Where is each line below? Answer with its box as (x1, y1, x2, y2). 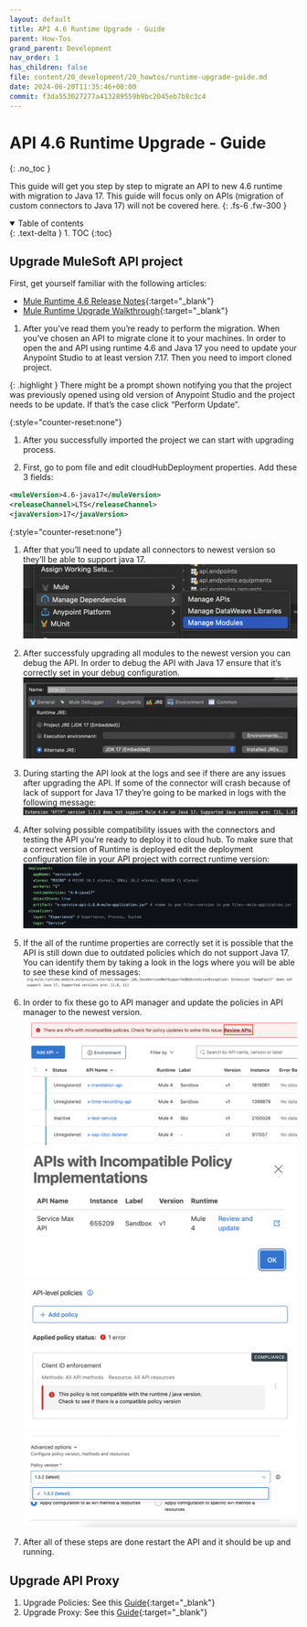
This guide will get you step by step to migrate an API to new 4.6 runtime (9, 180, 283, 191)
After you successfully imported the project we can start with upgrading (22, 434, 294, 445)
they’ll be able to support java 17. (22, 554, 146, 564)
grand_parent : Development (9, 44, 112, 53)
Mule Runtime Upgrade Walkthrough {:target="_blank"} (22, 305, 228, 316)
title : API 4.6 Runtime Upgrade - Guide (9, 24, 166, 34)
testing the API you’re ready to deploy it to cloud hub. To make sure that (22, 833, 294, 845)
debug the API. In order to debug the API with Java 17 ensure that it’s (22, 657, 281, 668)
